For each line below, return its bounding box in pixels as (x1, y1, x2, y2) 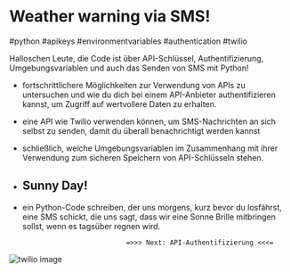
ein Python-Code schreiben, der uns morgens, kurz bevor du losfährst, (21, 202, 282, 212)
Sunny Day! (21, 178, 88, 194)
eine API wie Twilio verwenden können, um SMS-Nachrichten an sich (21, 116, 276, 127)
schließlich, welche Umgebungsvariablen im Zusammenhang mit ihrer (21, 143, 279, 153)
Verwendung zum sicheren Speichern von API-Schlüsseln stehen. (21, 152, 264, 162)
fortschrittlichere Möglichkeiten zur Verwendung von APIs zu (21, 79, 247, 90)
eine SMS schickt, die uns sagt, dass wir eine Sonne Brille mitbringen (21, 211, 276, 222)
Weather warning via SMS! (9, 6, 211, 27)
